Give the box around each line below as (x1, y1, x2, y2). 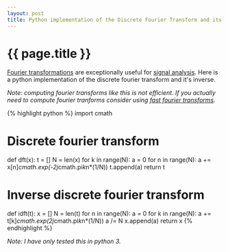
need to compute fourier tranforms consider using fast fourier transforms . (7, 96, 216, 104)
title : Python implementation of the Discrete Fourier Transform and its (7, 16, 223, 23)
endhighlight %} (7, 224, 53, 232)
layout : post (7, 10, 45, 17)
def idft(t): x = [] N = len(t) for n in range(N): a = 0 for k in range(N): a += (7, 210, 212, 218)
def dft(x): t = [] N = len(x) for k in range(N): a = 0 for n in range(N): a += (7, 156, 212, 164)
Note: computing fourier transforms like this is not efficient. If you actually (7, 89, 216, 97)
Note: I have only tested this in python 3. (7, 237, 121, 246)
